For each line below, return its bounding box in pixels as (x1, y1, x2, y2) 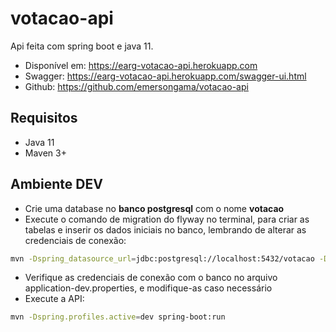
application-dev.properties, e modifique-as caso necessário (24, 282, 273, 294)
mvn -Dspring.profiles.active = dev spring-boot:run (10, 312, 226, 322)
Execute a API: (24, 293, 85, 305)
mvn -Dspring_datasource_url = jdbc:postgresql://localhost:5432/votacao (10, 253, 315, 264)
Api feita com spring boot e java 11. (10, 40, 154, 52)
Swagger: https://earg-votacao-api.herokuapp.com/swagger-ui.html (24, 70, 307, 82)
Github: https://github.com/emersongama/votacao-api (24, 80, 249, 92)
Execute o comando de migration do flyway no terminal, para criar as (24, 213, 310, 225)
